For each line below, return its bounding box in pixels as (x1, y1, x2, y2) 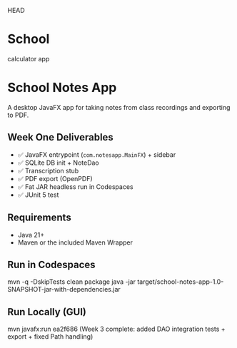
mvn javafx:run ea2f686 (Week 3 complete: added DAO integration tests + (7, 324, 226, 334)
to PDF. (7, 111, 29, 119)
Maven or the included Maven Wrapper (17, 238, 133, 247)
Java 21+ (17, 230, 45, 239)
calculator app (7, 54, 50, 63)
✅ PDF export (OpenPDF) (17, 174, 93, 183)
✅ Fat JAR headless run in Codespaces (17, 182, 133, 191)
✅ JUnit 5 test (17, 190, 59, 199)
